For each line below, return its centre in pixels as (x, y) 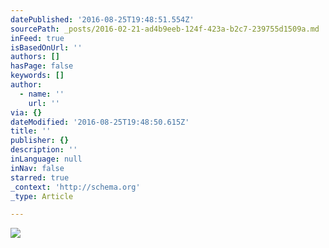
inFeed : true (37, 38)
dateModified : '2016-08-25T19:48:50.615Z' (100, 122)
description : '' (44, 150)
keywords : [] (37, 76)
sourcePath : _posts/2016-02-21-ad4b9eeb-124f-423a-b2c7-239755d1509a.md (165, 29)
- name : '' (42, 94)
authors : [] (35, 57)
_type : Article (42, 196)
